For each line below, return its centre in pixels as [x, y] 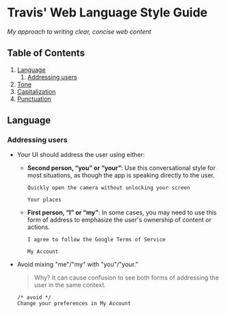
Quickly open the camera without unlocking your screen [109, 188]
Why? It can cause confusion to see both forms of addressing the [126, 278]
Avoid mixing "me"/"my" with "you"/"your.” [77, 265]
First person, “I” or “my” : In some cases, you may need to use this [122, 213]
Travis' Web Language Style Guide [107, 13]
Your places [44, 200]
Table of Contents [46, 53]
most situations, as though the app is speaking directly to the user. [121, 176]
